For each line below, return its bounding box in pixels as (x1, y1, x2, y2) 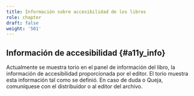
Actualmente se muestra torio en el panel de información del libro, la (6, 64, 175, 71)
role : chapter (6, 14, 42, 20)
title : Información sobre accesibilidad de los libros (6, 8, 147, 15)
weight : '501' (6, 25, 42, 32)
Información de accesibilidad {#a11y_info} (6, 47, 166, 58)
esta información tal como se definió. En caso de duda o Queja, (6, 76, 163, 84)
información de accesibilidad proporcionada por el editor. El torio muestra (6, 70, 189, 77)
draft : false (6, 20, 39, 26)
